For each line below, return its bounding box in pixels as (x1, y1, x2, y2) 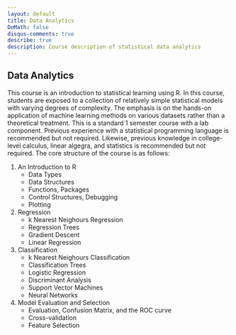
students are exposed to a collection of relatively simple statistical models (7, 96, 223, 104)
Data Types (28, 170, 62, 178)
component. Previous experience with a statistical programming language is (7, 126, 229, 135)
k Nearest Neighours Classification (28, 253, 130, 261)
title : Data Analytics (7, 17, 74, 24)
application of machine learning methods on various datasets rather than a (7, 111, 225, 119)
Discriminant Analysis (28, 275, 92, 284)
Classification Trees (28, 260, 86, 269)
